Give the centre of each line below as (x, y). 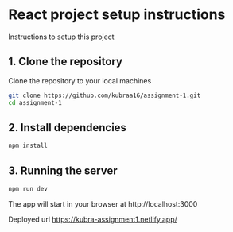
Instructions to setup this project (61, 37)
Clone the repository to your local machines (80, 80)
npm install (28, 146)
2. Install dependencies (68, 128)
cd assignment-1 (35, 102)
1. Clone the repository (66, 62)
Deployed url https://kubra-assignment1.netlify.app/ (93, 219)
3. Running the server (63, 170)
